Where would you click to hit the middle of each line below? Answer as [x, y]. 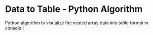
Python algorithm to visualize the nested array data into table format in [77, 23]
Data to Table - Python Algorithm [74, 9]
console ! [14, 28]
